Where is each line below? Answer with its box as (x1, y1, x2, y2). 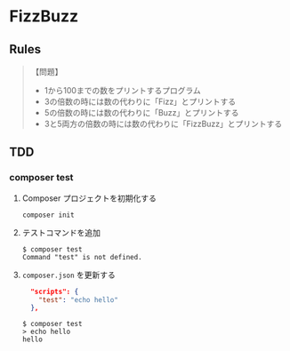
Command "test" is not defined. (21, 252, 142, 261)
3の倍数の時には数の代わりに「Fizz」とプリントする (44, 96, 237, 107)
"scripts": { (30, 287, 79, 296)
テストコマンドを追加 (21, 227, 101, 237)
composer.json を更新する (21, 269, 116, 280)
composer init (21, 211, 75, 219)
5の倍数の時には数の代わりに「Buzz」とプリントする (44, 108, 239, 117)
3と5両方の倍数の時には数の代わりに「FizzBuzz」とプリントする (44, 118, 283, 129)
